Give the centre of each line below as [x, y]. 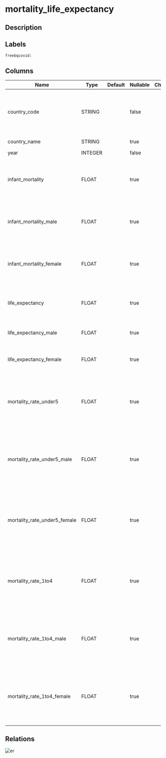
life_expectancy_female [35, 359]
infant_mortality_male [32, 222]
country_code [23, 112]
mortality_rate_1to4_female [39, 696]
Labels [16, 44]
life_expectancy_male [33, 333]
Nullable [140, 85]
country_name [24, 141]
